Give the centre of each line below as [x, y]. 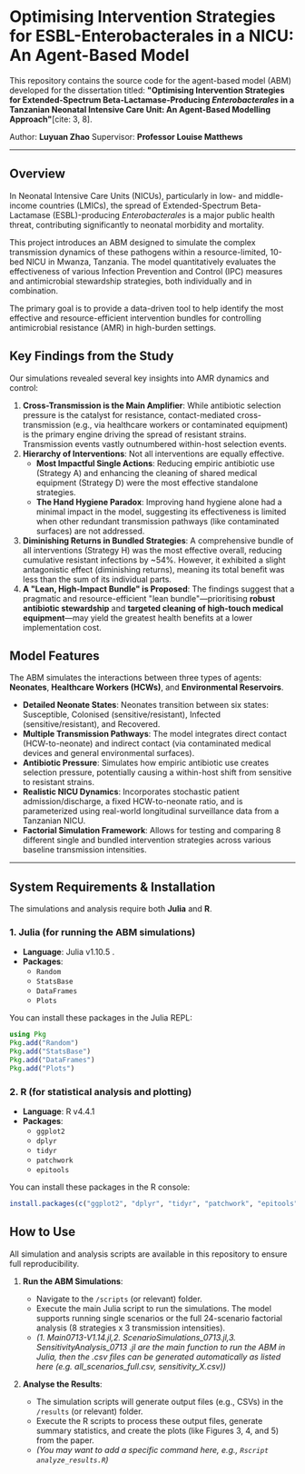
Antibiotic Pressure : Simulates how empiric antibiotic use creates [146, 763]
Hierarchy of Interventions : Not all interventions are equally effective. [153, 453]
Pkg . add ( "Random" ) [44, 1043]
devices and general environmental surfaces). [108, 753]
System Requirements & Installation [113, 886]
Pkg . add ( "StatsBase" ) [50, 1051]
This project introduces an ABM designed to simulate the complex [133, 242]
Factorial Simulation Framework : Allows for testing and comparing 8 [152, 831]
